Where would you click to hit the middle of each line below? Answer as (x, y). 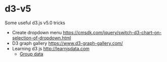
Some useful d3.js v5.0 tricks (35, 23)
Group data (31, 54)
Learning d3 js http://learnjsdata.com (51, 48)
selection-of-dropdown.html (41, 38)
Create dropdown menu (37, 32)
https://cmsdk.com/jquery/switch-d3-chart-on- (112, 32)
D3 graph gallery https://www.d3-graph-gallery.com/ (68, 43)
